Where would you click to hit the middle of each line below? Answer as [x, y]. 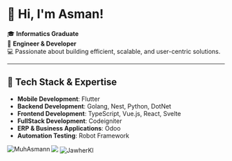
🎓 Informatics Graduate [43, 33]
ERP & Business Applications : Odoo [69, 128]
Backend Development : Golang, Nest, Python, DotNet [94, 106]
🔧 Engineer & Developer [42, 44]
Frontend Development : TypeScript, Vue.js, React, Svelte [99, 113]
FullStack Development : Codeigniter [69, 121]
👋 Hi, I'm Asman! [56, 14]
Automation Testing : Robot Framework [73, 135]
